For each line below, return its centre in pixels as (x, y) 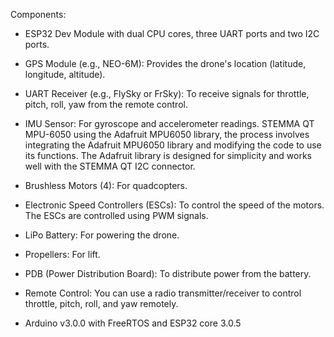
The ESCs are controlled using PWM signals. (116, 215)
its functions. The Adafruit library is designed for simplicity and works (168, 155)
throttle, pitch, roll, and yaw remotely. (101, 303)
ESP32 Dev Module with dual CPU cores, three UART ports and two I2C (172, 33)
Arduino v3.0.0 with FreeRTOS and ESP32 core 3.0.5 (133, 323)
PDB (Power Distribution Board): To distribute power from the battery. (168, 273)
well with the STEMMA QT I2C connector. (110, 166)
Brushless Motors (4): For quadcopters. (106, 185)
